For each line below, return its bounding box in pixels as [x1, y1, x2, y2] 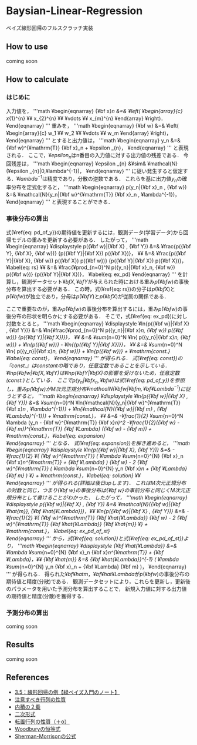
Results [6, 640, 35, 650]
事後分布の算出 [6, 214, 49, 222]
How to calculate [6, 75, 69, 85]
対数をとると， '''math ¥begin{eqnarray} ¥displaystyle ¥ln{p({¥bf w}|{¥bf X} [6, 320, 189, 327]
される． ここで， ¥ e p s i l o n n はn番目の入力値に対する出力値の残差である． [6, 152, 182, 160]
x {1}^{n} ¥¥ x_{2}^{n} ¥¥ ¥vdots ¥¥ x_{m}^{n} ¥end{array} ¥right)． [6, 115, 167, 122]
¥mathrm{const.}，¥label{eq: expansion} [6, 433, 106, 440]
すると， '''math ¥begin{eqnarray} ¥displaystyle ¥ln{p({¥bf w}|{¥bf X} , [16, 393, 189, 400]
